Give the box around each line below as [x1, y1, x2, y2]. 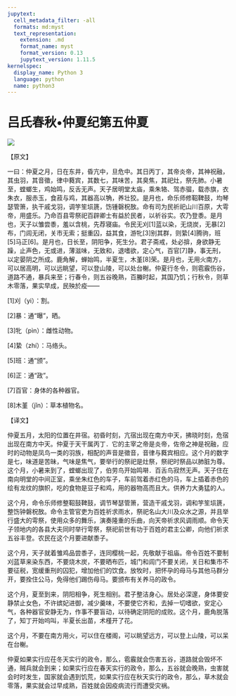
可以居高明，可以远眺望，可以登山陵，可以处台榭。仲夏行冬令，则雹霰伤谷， [7, 264, 229, 273]
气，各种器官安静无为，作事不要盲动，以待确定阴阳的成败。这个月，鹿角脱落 [7, 607, 229, 616]
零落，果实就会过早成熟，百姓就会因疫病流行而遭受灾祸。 [7, 681, 173, 690]
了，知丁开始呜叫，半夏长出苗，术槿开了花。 [7, 617, 137, 625]
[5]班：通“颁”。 [7, 356, 52, 365]
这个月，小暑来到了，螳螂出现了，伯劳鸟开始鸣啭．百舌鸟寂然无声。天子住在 [7, 466, 229, 475]
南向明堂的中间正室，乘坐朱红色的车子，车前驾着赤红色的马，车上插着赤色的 [7, 475, 229, 484]
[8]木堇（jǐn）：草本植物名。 [7, 401, 87, 410]
